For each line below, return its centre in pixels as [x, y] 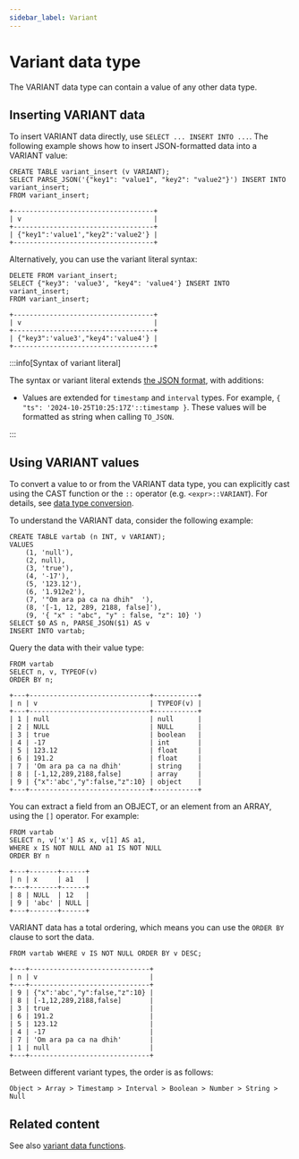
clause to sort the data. [52, 937]
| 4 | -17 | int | [106, 743]
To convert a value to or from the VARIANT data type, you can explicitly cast [149, 484]
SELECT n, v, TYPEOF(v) [54, 672]
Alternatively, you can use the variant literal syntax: [103, 259]
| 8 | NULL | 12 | [50, 895]
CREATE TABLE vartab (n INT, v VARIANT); [88, 537]
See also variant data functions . [68, 1146]
